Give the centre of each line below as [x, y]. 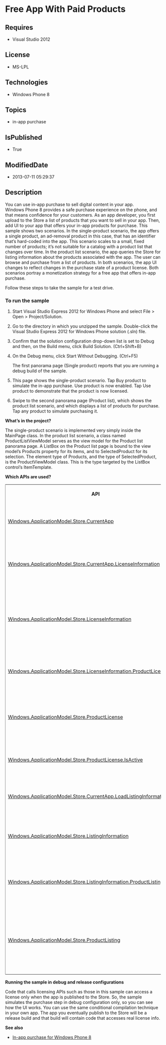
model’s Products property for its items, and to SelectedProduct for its [76, 452]
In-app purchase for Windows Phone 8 [52, 1038]
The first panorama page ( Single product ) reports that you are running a [85, 366]
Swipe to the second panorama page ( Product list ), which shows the [82, 401]
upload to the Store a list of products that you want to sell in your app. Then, [83, 220]
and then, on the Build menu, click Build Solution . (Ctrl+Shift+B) [77, 347]
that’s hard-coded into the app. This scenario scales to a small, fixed [75, 241]
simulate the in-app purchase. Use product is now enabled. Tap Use [82, 386]
